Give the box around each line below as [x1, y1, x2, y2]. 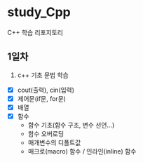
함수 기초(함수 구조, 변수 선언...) [27, 121, 115, 129]
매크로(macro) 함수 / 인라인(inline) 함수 [27, 147, 137, 155]
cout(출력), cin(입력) [17, 86, 75, 94]
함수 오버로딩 [27, 130, 64, 137]
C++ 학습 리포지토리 [7, 28, 63, 36]
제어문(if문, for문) [17, 94, 67, 102]
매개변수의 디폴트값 [27, 138, 81, 147]
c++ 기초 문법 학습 [17, 71, 69, 79]
